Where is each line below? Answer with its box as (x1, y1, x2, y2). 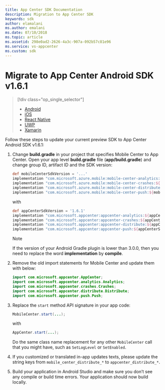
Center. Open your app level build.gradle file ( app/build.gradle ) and (12, 156, 152, 163)
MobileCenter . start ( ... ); (12, 312, 66, 316)
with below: (12, 265, 36, 272)
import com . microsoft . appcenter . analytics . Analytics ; (12, 279, 126, 284)
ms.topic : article (5, 35, 43, 40)
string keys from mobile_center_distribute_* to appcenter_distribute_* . (12, 359, 161, 365)
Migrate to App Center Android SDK (5, 70, 154, 81)
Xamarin (24, 127, 42, 133)
